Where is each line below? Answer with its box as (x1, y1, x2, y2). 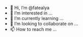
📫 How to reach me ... (10, 26, 57, 32)
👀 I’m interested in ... (10, 10, 53, 16)
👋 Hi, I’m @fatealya (10, 5, 50, 10)
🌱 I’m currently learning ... (10, 15, 64, 21)
